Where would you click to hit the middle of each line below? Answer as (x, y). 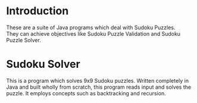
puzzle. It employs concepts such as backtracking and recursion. (86, 93)
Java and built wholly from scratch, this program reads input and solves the (99, 87)
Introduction (37, 11)
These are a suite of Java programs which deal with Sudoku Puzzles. (91, 27)
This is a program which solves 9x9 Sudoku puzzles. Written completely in (98, 80)
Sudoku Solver (43, 64)
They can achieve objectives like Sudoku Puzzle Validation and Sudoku (93, 33)
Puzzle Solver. (24, 40)
